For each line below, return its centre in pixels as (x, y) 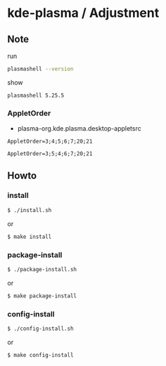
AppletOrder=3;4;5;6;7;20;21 (50, 142)
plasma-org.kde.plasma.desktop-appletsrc (79, 129)
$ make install (30, 237)
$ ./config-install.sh (40, 329)
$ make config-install (40, 355)
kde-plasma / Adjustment (83, 13)
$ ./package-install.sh (42, 269)
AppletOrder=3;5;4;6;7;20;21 (50, 154)
